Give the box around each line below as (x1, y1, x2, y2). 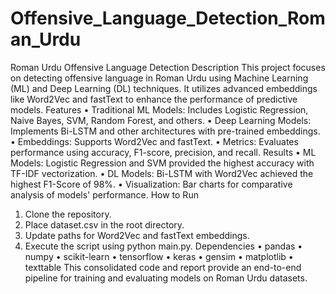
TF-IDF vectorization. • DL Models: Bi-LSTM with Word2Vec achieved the (10, 167, 314, 179)
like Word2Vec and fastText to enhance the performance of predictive (10, 93, 298, 105)
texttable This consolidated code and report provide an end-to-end (24, 261, 302, 273)
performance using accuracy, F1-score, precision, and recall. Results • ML (10, 146, 317, 158)
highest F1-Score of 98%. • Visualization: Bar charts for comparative (10, 178, 293, 190)
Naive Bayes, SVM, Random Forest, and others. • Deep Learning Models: (10, 114, 312, 126)
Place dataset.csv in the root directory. (24, 218, 185, 231)
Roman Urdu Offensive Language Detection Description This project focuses (10, 61, 326, 73)
